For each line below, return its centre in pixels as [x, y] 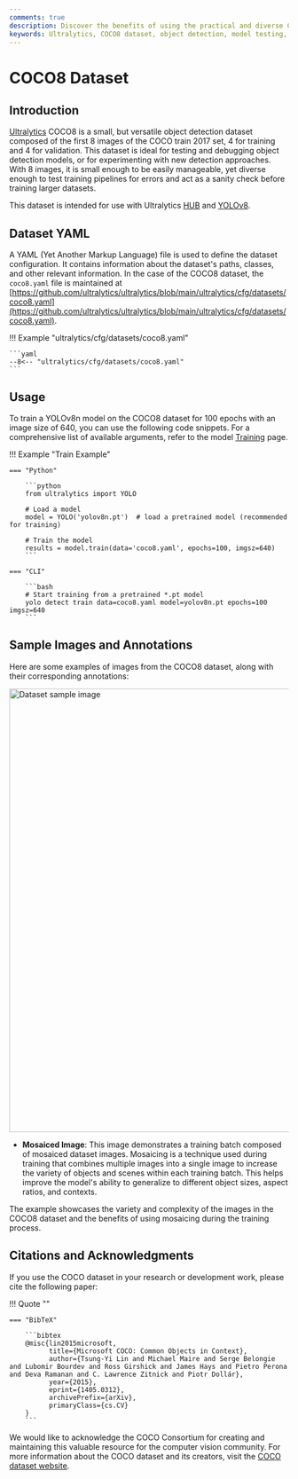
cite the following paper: [54, 1286]
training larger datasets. [53, 188]
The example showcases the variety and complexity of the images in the [141, 1208]
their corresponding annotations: [69, 676]
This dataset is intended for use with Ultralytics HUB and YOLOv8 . [130, 206]
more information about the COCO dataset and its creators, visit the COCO [145, 1456]
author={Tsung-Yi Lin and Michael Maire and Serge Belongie [162, 1358]
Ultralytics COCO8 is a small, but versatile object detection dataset [131, 132]
